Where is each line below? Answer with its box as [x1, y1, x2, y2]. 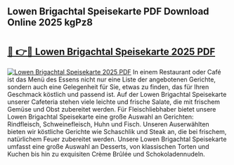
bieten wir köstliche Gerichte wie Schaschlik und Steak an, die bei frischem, [7, 128, 227, 136]
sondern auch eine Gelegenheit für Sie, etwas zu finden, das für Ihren [7, 83, 209, 91]
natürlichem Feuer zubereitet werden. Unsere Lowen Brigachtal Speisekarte [7, 135, 227, 143]
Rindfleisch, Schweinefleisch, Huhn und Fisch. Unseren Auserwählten [7, 120, 209, 128]
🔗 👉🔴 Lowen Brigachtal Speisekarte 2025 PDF [7, 46, 216, 58]
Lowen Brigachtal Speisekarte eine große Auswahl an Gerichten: [7, 112, 194, 121]
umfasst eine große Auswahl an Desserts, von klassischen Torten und [7, 143, 209, 150]
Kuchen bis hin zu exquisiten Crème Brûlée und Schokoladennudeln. [7, 150, 205, 158]
